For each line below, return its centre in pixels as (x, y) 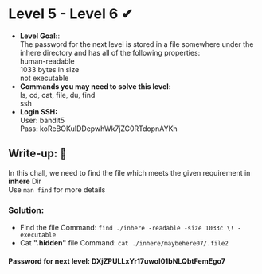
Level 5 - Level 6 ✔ (71, 14)
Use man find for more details (57, 189)
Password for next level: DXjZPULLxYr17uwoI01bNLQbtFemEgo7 (117, 261)
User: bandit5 (42, 120)
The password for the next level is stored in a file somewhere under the (137, 44)
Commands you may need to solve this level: (95, 86)
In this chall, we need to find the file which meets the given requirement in (129, 172)
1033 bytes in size (49, 69)
